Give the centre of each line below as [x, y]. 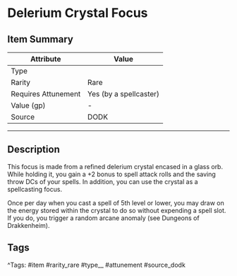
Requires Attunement [46, 94]
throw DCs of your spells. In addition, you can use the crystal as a [103, 181]
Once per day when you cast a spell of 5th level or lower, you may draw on [116, 202]
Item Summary [41, 39]
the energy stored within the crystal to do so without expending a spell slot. [117, 210]
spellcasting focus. [35, 189]
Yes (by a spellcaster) [123, 94]
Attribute [46, 59]
